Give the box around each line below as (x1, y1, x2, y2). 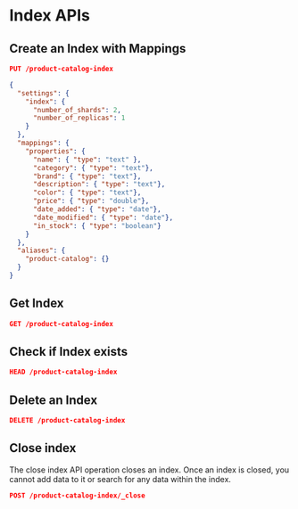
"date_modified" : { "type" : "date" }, (32, 213, 174, 222)
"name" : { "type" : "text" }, (32, 155, 142, 164)
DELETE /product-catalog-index (9, 416, 126, 425)
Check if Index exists (9, 344, 128, 359)
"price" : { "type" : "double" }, (32, 197, 150, 206)
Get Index (9, 296, 64, 311)
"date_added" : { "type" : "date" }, (32, 205, 162, 214)
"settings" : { (17, 88, 70, 98)
